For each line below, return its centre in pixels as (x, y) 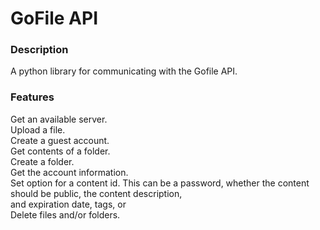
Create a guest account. (60, 140)
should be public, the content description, (96, 193)
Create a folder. (42, 161)
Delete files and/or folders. (65, 214)
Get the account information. (69, 172)
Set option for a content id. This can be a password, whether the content (160, 183)
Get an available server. (59, 119)
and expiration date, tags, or (68, 204)
